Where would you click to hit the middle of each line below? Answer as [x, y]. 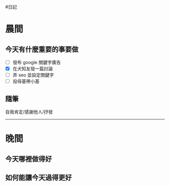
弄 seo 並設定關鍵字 [33, 75]
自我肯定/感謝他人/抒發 [29, 112]
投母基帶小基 [26, 81]
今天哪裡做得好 [29, 159]
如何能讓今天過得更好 [38, 178]
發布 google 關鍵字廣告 [37, 62]
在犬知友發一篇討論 [33, 69]
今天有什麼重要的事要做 [42, 49]
